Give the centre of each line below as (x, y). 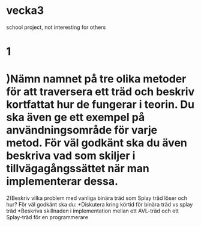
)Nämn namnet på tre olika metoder (96, 79)
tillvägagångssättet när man (78, 169)
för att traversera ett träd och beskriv (100, 92)
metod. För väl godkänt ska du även (97, 143)
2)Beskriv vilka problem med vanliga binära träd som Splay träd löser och (97, 198)
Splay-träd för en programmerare (47, 217)
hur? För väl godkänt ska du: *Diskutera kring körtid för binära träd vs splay (100, 205)
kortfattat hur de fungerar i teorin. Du (100, 104)
